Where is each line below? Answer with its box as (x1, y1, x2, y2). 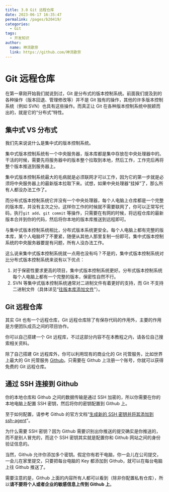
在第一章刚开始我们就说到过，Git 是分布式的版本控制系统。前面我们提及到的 (5, 90, 162, 96)
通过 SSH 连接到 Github (5, 379, 78, 389)
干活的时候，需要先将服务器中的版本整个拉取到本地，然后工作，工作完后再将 (5, 157, 164, 163)
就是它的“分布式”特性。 (18, 110, 67, 116)
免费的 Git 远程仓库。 (5, 364, 49, 370)
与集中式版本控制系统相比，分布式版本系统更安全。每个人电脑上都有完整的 (5, 227, 159, 233)
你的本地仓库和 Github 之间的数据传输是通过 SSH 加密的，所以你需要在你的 (5, 394, 161, 400)
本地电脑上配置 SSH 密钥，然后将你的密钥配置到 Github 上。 (5, 400, 130, 406)
